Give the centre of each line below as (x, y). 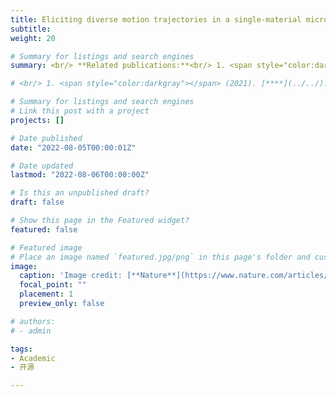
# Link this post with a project (80, 111)
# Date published (46, 138)
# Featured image (46, 247)
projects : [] (37, 120)
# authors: (33, 321)
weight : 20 (33, 38)
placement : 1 (46, 294)
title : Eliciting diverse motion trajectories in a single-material (156, 19)
